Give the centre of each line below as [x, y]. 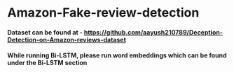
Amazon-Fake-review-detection [103, 13]
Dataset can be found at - [45, 32]
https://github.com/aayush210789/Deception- [153, 32]
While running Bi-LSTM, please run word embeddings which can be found [117, 55]
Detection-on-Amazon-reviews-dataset [67, 39]
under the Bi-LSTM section [47, 63]
